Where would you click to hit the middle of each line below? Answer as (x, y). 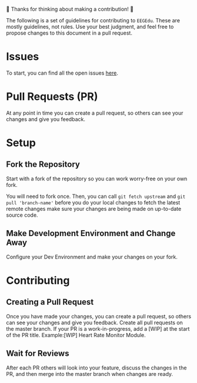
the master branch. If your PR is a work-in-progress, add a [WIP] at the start (98, 328)
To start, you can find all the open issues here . (62, 73)
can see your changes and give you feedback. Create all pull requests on (95, 322)
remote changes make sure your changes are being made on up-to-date (94, 209)
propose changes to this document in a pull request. (69, 33)
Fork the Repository (43, 164)
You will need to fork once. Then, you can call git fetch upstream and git (96, 196)
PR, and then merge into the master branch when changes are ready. (90, 374)
